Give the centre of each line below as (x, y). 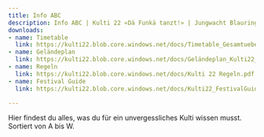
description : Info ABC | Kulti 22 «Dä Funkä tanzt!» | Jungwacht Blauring (133, 23)
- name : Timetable (38, 37)
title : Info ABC (35, 15)
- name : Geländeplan (42, 52)
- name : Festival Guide (47, 81)
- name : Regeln (33, 67)
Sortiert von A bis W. (41, 126)
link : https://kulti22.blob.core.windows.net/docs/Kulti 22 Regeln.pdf (135, 74)
